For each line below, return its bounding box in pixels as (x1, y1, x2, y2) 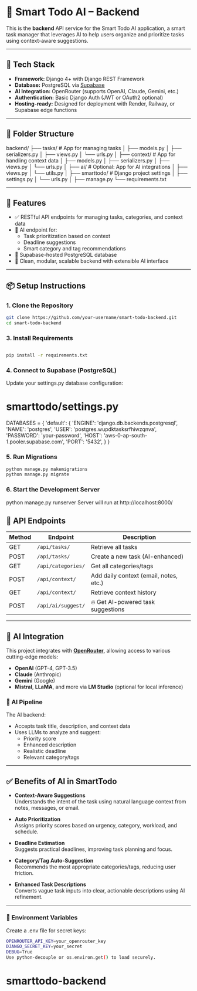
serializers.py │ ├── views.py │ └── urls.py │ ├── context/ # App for (6, 151, 176, 158)
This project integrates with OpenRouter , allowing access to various (6, 647, 171, 654)
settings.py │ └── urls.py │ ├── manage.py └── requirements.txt (6, 175, 167, 182)
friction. (14, 870, 34, 877)
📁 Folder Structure (6, 129, 74, 139)
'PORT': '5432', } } (66, 438, 110, 445)
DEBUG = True (6, 949, 33, 955)
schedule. (14, 828, 39, 835)
